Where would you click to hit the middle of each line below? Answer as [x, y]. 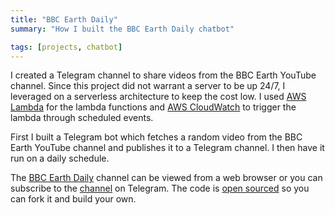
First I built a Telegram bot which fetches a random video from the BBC [156, 137]
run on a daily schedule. [60, 158]
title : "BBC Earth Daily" [64, 19]
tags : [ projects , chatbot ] [66, 47]
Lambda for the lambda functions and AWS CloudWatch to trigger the [153, 107]
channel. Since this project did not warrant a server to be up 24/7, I [148, 86]
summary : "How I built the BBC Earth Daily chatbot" [122, 29]
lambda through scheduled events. [82, 118]
